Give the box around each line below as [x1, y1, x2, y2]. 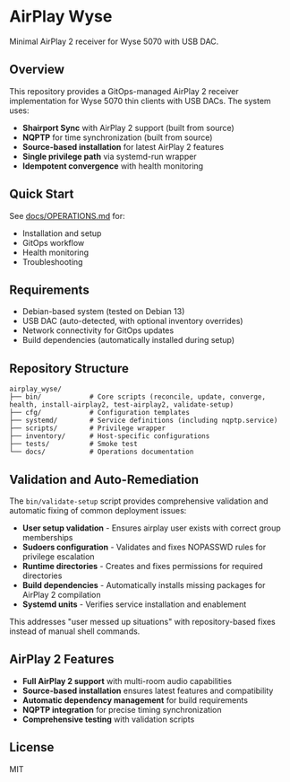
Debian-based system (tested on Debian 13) [21, 306, 185, 317]
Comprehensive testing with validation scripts [21, 714, 195, 725]
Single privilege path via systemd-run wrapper [21, 151, 197, 162]
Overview [9, 62, 65, 77]
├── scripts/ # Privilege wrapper [9, 424, 166, 433]
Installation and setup [21, 227, 102, 239]
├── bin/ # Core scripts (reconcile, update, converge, [9, 392, 267, 401]
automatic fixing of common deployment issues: [9, 505, 187, 515]
